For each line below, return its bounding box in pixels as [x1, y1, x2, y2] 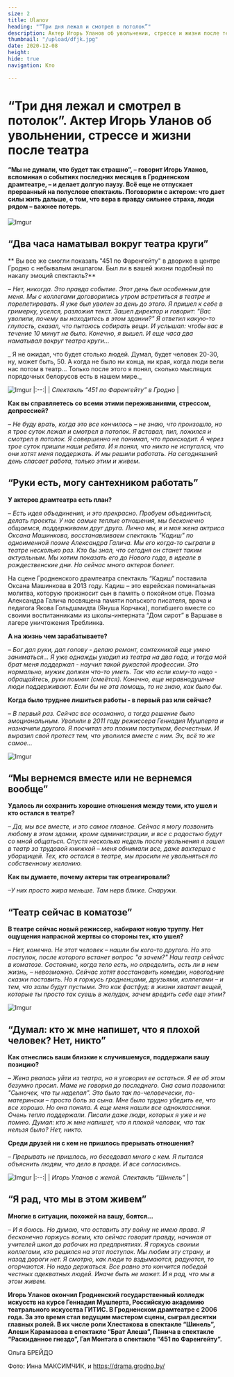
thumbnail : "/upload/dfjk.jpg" [8, 36, 99, 43]
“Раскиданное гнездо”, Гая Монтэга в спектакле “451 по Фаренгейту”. [8, 1335, 223, 1343]
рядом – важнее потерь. [8, 202, 83, 211]
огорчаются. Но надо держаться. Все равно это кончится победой [8, 1262, 208, 1271]
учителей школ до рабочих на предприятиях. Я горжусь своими [8, 1240, 200, 1248]
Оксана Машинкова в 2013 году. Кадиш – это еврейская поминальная [8, 581, 216, 589]
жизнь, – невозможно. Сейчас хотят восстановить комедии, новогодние [8, 968, 225, 977]
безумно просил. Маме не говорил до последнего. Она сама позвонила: [8, 1082, 226, 1090]
